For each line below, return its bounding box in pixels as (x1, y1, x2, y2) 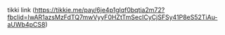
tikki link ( (7, 6, 35, 14)
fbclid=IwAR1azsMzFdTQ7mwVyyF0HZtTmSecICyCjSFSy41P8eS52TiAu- (7, 13, 218, 21)
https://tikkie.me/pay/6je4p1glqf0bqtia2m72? (34, 6, 165, 14)
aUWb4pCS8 (7, 21, 46, 28)
